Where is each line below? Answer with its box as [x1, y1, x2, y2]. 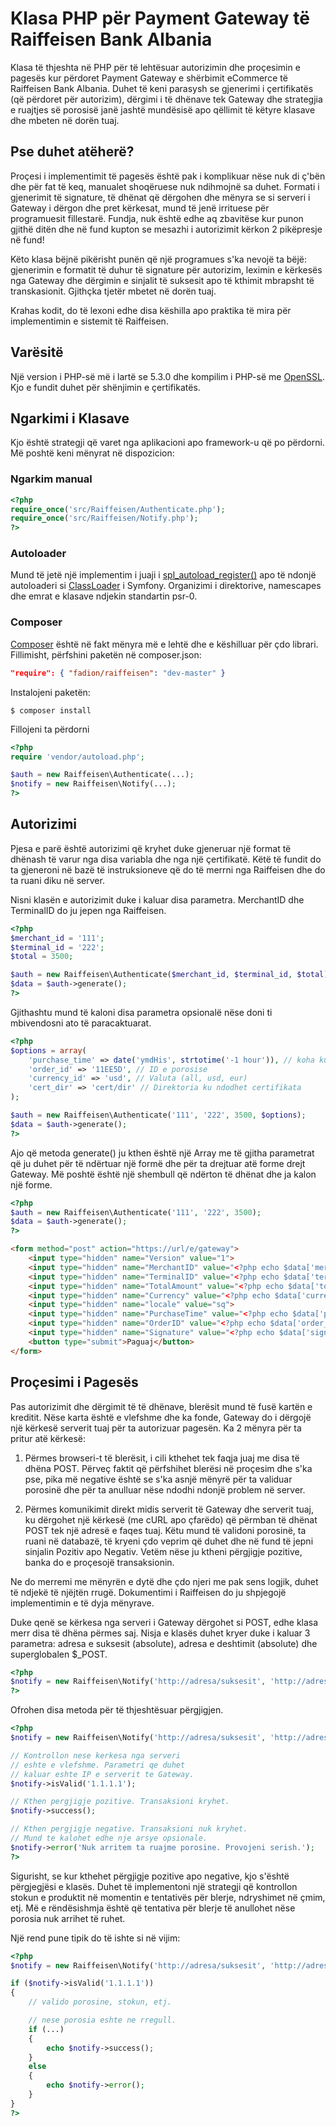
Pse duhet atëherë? [10, 143, 135, 161]
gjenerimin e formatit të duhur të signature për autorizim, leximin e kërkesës [10, 263, 323, 276]
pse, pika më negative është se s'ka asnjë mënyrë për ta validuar [24, 1473, 293, 1485]
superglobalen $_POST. [10, 1648, 108, 1660]
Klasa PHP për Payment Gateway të [10, 7, 310, 30]
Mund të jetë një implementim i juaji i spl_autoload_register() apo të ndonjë [10, 569, 317, 581]
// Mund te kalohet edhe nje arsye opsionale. [10, 1833, 208, 1844]
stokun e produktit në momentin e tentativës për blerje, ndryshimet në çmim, [10, 1891, 326, 1903]
